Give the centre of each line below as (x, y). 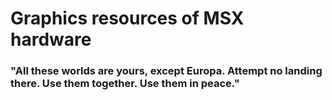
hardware (51, 39)
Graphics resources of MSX (127, 18)
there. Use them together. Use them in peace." (125, 84)
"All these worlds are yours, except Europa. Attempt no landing (166, 71)
